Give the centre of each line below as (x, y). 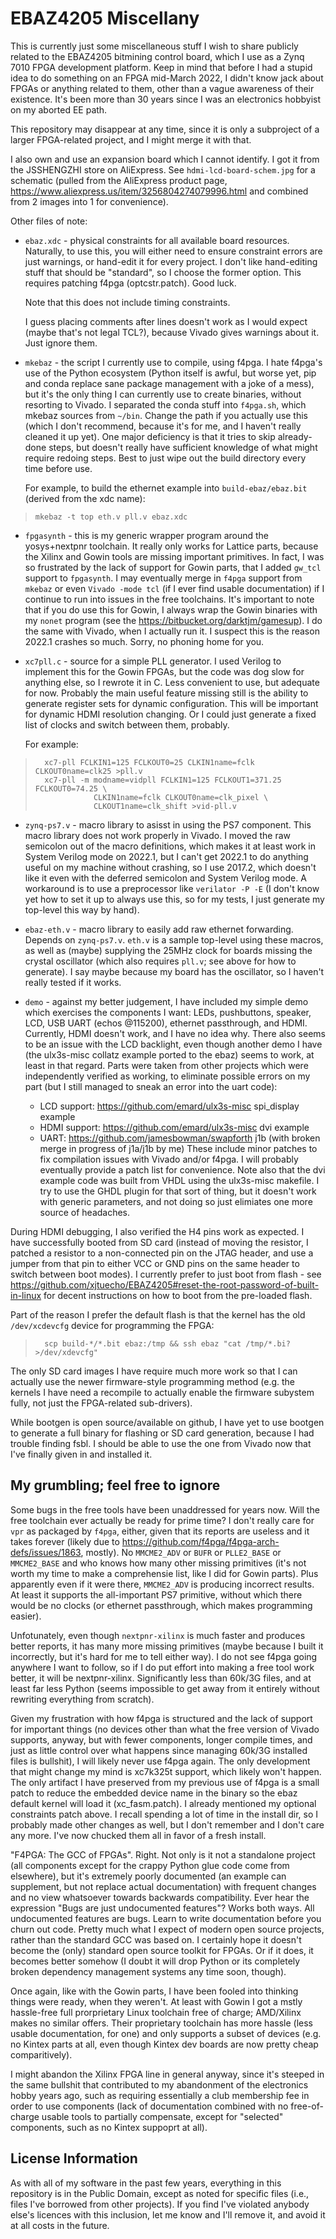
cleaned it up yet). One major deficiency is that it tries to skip (150, 436)
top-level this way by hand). (82, 909)
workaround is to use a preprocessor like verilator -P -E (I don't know (172, 888)
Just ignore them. (61, 343)
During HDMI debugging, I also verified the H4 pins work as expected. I (157, 1231)
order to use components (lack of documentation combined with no (149, 2106)
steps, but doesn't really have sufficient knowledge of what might (183, 447)
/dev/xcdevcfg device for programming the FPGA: (112, 1325)
